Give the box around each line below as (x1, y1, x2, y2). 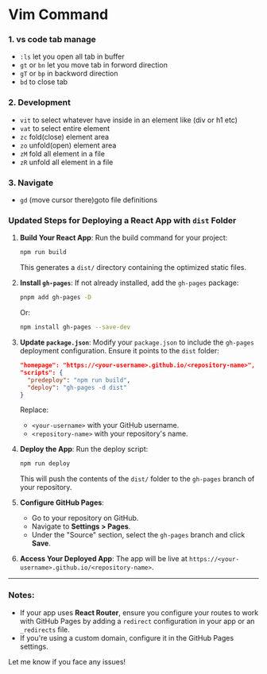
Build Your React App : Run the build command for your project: (19, 233, 228, 243)
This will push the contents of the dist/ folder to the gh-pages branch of (19, 474, 255, 483)
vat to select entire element (19, 123, 110, 133)
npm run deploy (19, 460, 71, 468)
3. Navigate (8, 177, 54, 188)
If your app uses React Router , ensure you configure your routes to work (19, 607, 259, 617)
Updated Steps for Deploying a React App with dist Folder (8, 215, 237, 225)
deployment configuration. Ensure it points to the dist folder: (19, 346, 220, 355)
